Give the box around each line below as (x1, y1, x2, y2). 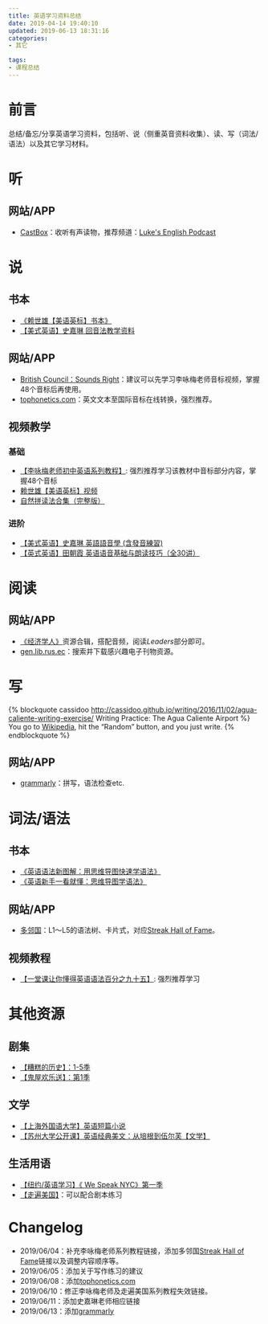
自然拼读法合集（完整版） (19, 496, 105, 506)
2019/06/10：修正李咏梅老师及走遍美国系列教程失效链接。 (19, 1286, 213, 1296)
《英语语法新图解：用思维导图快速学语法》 (19, 867, 161, 877)
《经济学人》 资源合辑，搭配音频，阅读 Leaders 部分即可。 (19, 636, 209, 646)
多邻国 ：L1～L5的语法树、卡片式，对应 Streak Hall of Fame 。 (19, 926, 220, 935)
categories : (8, 34, 48, 43)
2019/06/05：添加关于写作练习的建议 (19, 1266, 144, 1276)
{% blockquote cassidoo (8, 705, 90, 714)
